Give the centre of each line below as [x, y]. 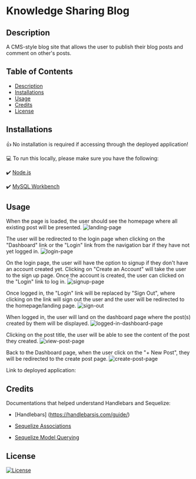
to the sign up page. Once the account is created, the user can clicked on [95, 275]
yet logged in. [23, 252]
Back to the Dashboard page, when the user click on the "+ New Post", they [98, 353]
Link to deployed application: [41, 370]
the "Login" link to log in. [36, 282]
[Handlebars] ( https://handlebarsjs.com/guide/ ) [72, 415]
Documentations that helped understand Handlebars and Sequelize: [88, 403]
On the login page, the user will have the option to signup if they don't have [97, 263]
